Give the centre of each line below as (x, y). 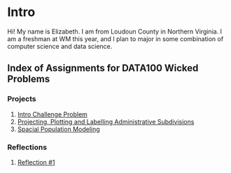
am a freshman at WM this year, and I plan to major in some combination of (115, 38)
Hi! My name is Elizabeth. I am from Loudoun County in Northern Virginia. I (115, 31)
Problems (29, 79)
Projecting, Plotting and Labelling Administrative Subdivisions (106, 121)
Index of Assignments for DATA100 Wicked (103, 68)
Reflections (27, 147)
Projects (22, 99)
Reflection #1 (36, 162)
